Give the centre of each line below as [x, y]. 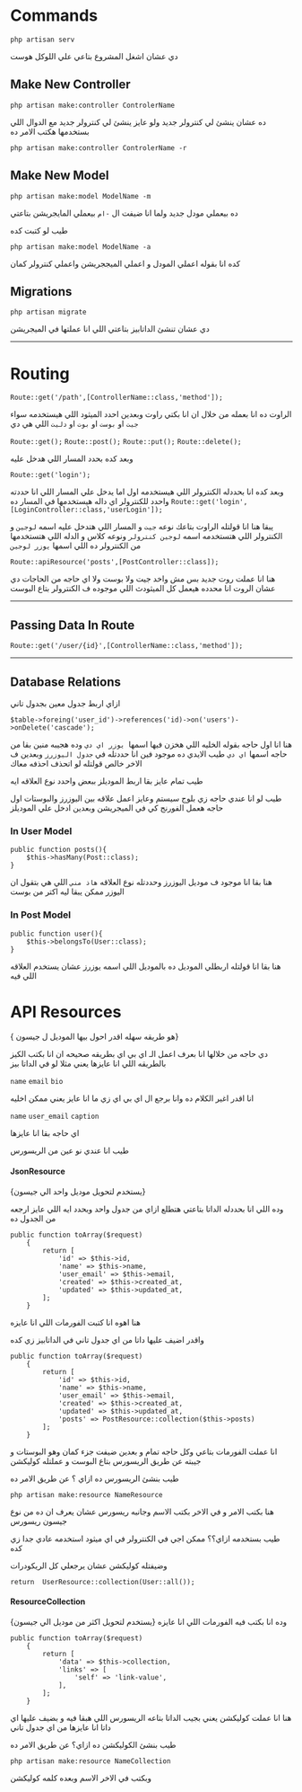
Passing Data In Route [73, 625]
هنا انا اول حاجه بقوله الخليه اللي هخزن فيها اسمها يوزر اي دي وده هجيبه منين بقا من [151, 744]
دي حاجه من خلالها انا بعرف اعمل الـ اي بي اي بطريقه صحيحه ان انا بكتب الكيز [139, 1054]
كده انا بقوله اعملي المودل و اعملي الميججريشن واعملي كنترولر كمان [125, 263]
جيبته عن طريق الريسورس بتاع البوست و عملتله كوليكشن [106, 1460]
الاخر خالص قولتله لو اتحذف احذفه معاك [76, 763]
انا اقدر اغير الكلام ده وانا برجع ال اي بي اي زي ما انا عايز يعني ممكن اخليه [132, 1098]
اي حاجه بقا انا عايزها [45, 1133]
